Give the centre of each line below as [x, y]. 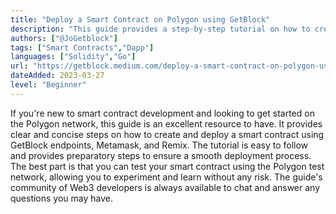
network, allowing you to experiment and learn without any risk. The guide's [166, 177]
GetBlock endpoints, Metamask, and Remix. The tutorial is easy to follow [159, 145]
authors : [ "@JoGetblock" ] [64, 38]
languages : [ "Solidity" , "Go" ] [73, 57]
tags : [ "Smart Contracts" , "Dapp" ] [82, 47]
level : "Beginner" [48, 85]
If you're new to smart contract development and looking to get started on [162, 113]
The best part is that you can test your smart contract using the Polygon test [167, 166]
